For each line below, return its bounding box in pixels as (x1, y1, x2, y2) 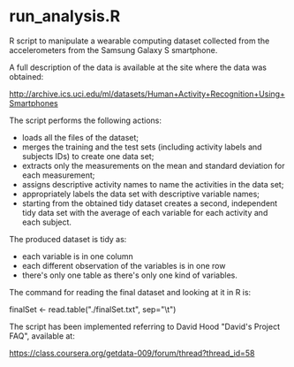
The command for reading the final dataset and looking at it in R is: (9, 287, 252, 297)
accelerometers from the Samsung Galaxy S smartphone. (9, 44, 218, 55)
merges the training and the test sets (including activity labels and (21, 141, 262, 152)
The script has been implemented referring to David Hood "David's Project (9, 321, 281, 332)
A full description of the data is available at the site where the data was (9, 62, 268, 73)
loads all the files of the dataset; (21, 132, 139, 142)
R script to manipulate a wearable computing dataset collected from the (9, 35, 270, 46)
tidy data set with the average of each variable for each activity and (21, 207, 268, 218)
